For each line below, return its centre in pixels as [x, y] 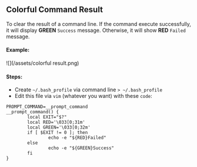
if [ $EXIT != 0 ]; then [58, 133]
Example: [18, 50]
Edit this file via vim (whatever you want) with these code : [84, 96]
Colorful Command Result [54, 10]
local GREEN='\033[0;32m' [59, 127]
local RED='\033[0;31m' [56, 122]
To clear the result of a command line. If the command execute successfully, [98, 24]
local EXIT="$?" [47, 117]
